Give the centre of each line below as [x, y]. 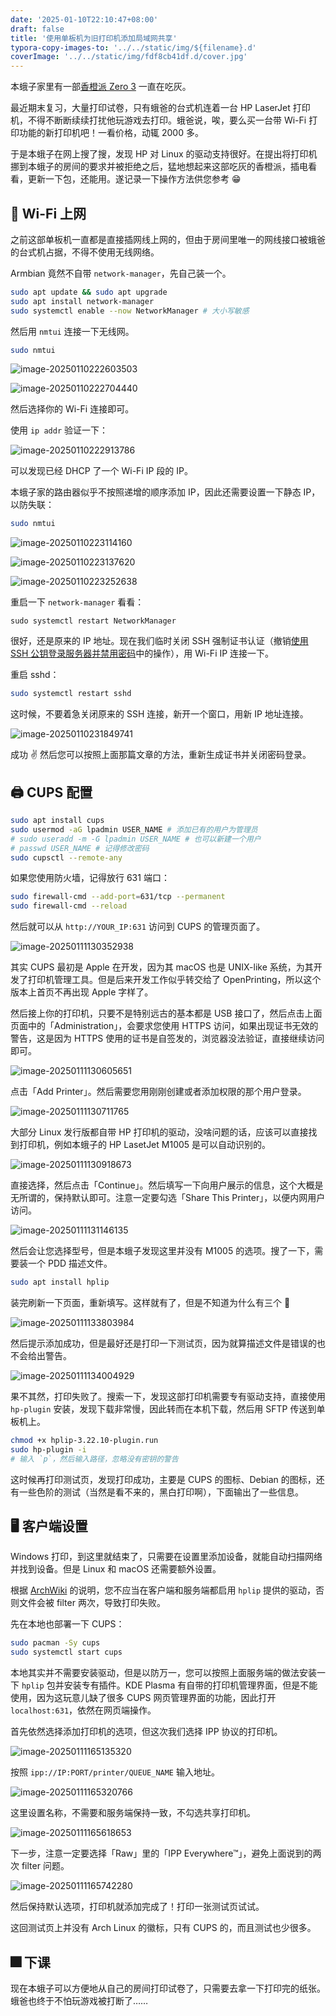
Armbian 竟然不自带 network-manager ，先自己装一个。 [121, 273]
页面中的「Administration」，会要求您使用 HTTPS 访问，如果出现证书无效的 [164, 1026]
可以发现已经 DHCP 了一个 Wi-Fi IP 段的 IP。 [101, 471]
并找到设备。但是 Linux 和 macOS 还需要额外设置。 [116, 1569]
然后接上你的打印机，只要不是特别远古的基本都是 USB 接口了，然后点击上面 [166, 1013]
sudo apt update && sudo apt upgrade [89, 292]
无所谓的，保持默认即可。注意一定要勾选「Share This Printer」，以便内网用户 [168, 1198]
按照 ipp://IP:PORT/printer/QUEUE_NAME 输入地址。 [115, 1772]
